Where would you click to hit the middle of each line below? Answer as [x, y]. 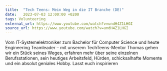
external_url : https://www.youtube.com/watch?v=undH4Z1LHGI [69, 24]
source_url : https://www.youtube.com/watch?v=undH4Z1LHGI [67, 28]
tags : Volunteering [25, 19]
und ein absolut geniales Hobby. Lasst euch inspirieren [62, 64]
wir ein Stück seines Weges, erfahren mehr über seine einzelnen [72, 53]
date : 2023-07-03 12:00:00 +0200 [42, 14]
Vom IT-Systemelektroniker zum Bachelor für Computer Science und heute [82, 42]
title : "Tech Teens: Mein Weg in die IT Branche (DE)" [64, 10]
